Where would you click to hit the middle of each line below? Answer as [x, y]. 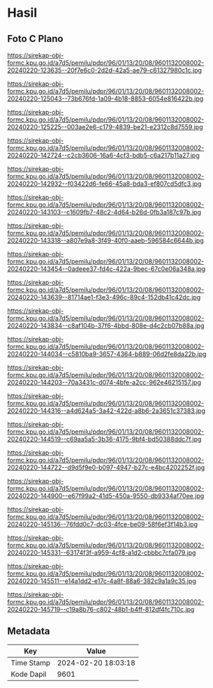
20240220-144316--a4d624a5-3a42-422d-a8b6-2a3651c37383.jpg [106, 411]
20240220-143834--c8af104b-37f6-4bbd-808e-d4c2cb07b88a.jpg [106, 325]
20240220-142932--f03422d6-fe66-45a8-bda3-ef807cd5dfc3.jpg [104, 184]
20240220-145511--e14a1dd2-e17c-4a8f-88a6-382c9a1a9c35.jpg [102, 581]
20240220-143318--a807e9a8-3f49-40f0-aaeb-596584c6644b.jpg [105, 240]
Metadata [29, 631]
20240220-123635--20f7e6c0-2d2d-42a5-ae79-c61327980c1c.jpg [105, 70]
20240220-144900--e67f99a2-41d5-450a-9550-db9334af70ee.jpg [106, 496]
